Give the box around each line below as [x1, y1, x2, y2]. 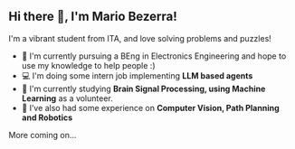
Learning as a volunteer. [21, 92, 114, 104]
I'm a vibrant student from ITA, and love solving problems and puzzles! [8, 33, 272, 43]
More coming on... [8, 129, 77, 140]
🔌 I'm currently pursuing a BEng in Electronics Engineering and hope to [21, 51, 287, 61]
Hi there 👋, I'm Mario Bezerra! [8, 9, 177, 24]
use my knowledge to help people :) [21, 60, 156, 70]
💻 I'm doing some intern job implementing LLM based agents [21, 70, 253, 81]
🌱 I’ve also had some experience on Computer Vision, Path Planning [21, 102, 280, 113]
